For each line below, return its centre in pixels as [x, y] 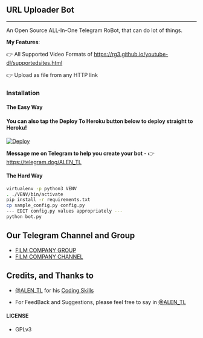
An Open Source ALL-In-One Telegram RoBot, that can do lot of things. [95, 30]
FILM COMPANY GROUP [46, 250]
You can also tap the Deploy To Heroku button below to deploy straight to [100, 121]
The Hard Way [24, 176]
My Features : [23, 42]
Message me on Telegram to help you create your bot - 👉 [81, 153]
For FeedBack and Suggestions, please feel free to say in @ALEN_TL [100, 302]
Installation [23, 93]
